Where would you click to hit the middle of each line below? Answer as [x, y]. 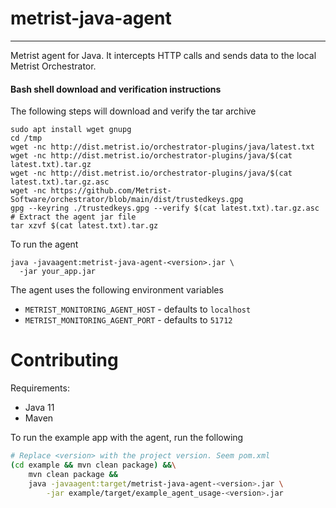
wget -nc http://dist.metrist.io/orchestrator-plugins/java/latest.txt [162, 147]
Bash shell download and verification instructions [116, 89]
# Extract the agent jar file [73, 217]
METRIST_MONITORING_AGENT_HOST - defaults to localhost [138, 309]
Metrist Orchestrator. [53, 66]
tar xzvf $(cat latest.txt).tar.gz [84, 226]
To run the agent [44, 244]
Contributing [64, 360]
